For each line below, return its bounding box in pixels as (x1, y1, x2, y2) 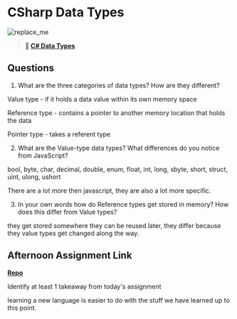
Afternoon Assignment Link (7, 249, 132, 261)
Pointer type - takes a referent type (7, 129, 111, 139)
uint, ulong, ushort (7, 172, 61, 181)
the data (7, 116, 32, 124)
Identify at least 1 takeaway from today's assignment (7, 282, 162, 291)
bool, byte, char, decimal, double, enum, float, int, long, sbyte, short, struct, (7, 165, 228, 173)
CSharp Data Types (7, 4, 125, 21)
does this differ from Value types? (17, 207, 117, 216)
